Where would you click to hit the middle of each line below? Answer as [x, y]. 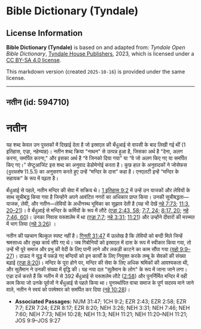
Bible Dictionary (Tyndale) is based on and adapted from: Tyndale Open [96, 47]
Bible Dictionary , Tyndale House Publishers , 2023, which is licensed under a [100, 54]
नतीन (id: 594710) [38, 102]
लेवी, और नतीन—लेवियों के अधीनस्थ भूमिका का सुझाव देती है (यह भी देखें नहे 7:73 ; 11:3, [105, 204]
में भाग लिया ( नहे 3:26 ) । [31, 224]
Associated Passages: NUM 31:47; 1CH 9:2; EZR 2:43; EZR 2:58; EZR [100, 302]
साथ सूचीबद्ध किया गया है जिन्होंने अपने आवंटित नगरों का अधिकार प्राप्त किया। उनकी [85, 197]
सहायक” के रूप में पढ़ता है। [32, 179]
